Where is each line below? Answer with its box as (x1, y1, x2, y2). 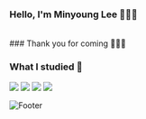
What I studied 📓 (9, 60, 83, 73)
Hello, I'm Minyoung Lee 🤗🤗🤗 (9, 8, 138, 21)
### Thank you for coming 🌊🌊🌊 (9, 38, 126, 49)
